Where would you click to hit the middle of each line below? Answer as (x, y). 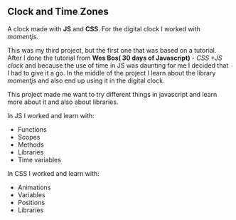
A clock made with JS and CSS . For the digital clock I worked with (104, 28)
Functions (32, 129)
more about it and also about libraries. (63, 102)
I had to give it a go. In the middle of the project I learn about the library (112, 73)
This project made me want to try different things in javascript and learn (112, 94)
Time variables (39, 159)
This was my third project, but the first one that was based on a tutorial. (112, 50)
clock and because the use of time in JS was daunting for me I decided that (118, 65)
